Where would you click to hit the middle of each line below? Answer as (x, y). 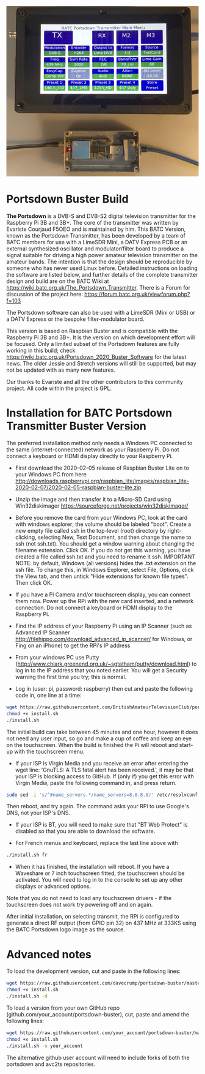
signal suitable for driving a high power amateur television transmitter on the (102, 255)
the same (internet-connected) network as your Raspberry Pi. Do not (93, 449)
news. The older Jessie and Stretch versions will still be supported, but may (101, 364)
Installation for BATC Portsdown (89, 413)
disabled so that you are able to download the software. (85, 831)
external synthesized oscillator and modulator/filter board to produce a (95, 249)
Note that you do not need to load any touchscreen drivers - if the (89, 898)
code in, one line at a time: (49, 695)
